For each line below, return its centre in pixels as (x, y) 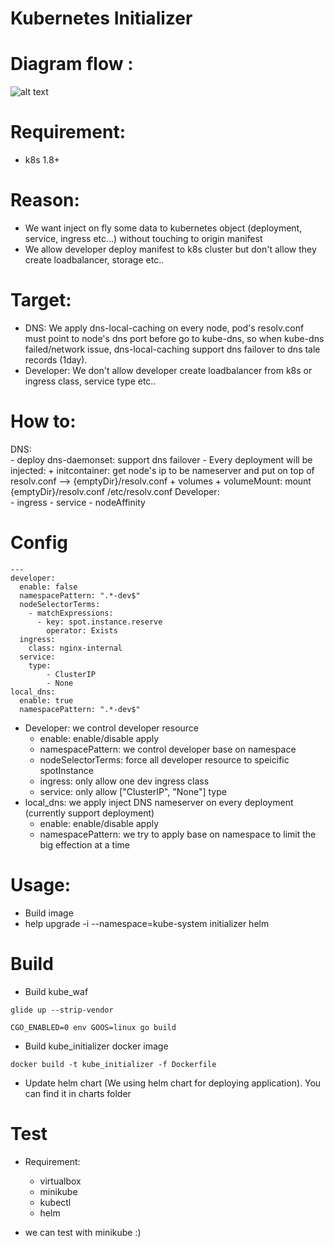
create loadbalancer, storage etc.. (94, 260)
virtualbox (60, 1181)
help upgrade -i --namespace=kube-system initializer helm (147, 923)
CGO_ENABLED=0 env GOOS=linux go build (93, 1027)
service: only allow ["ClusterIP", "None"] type (133, 791)
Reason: (45, 200)
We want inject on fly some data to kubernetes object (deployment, (163, 228)
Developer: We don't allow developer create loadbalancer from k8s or (168, 370)
